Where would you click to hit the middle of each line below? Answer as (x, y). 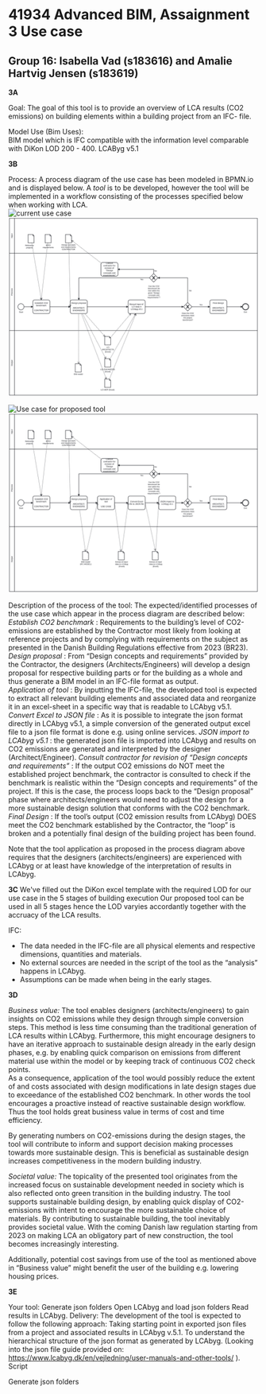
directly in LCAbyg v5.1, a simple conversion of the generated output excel (129, 723)
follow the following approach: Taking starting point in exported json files (127, 1324)
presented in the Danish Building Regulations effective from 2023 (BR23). (128, 647)
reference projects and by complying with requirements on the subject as (128, 639)
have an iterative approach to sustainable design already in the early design (132, 1044)
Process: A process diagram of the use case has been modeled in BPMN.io (131, 179)
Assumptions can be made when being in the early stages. (116, 979)
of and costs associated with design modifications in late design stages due (132, 1086)
